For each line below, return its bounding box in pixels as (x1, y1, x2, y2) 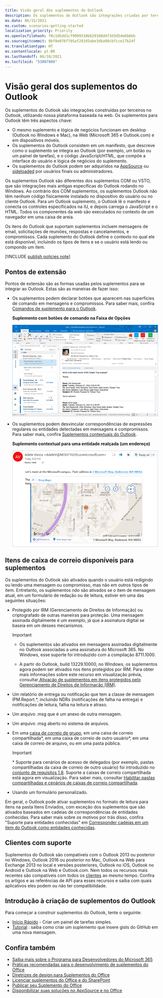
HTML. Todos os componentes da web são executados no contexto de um (5, 209, 154, 215)
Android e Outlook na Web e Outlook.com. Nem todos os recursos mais (5, 867, 148, 873)
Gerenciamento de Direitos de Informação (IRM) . (19, 682, 116, 688)
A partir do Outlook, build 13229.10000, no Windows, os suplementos (19, 661, 158, 667)
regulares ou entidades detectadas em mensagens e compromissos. (12, 426, 149, 432)
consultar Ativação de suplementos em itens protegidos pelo (19, 677, 141, 682)
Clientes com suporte (5, 839, 72, 847)
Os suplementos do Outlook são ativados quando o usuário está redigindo (5, 577, 153, 583)
